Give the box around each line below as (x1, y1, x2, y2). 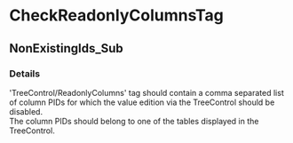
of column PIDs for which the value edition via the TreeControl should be (9, 97, 275, 107)
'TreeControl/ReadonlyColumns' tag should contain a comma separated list (9, 87, 284, 98)
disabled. (9, 106, 43, 116)
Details (9, 68, 41, 80)
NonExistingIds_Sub (9, 41, 124, 56)
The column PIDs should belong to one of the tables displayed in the (9, 115, 259, 126)
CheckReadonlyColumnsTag (9, 5, 224, 26)
